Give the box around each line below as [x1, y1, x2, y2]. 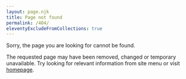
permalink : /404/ [6, 20, 49, 26]
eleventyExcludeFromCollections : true [6, 25, 103, 32]
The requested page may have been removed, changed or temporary [6, 53, 176, 60]
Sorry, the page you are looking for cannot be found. [6, 42, 135, 49]
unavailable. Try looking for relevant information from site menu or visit [6, 60, 180, 67]
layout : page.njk [6, 8, 49, 15]
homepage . [6, 66, 35, 74]
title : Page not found [6, 14, 63, 20]
